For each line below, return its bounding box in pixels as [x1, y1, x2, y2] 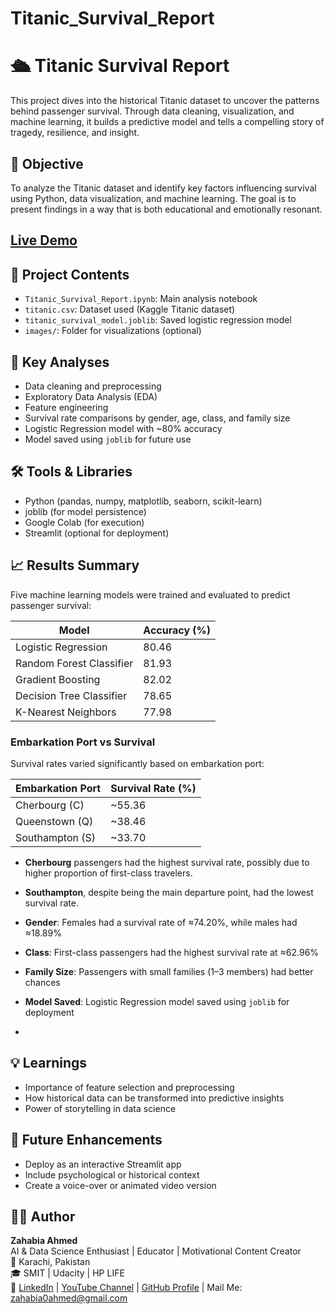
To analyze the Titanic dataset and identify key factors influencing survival [10, 182, 317, 194]
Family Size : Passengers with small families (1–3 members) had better [24, 965, 314, 977]
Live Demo [10, 232, 78, 249]
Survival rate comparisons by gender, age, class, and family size [24, 412, 291, 424]
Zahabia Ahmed [10, 1235, 78, 1247]
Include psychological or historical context [24, 1168, 200, 1181]
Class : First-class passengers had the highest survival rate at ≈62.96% [24, 946, 320, 958]
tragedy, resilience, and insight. [10, 127, 140, 139]
